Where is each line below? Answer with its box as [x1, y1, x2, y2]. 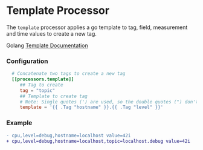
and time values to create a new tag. [6, 30, 97, 37]
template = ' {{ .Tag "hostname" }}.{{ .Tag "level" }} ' [19, 104, 164, 111]
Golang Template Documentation [6, 42, 89, 49]
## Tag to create [19, 82, 63, 88]
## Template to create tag [19, 93, 88, 99]
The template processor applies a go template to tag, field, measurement [6, 24, 188, 31]
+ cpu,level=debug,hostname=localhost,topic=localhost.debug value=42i [6, 138, 190, 144]
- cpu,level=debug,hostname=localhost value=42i [6, 132, 131, 139]
